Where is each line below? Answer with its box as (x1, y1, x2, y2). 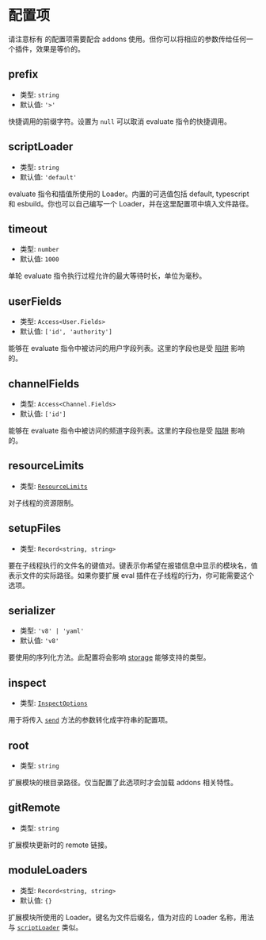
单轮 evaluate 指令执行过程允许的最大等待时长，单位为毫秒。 (8, 271, 207, 281)
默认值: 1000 (19, 254, 59, 264)
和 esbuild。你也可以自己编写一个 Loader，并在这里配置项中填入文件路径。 (8, 198, 253, 208)
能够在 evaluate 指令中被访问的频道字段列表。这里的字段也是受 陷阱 (8, 426, 230, 435)
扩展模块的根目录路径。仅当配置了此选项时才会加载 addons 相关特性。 (8, 778, 237, 788)
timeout (8, 222, 47, 236)
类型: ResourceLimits (19, 481, 89, 491)
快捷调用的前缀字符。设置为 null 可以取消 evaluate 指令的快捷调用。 (8, 116, 232, 126)
